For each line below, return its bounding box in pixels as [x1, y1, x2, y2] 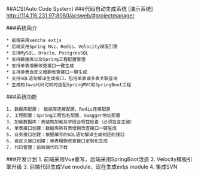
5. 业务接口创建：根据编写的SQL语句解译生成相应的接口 [6, 132, 125, 138]
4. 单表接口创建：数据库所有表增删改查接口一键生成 [6, 125, 117, 131]
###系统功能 [6, 93, 38, 100]
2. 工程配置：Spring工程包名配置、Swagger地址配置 [6, 113, 121, 119]
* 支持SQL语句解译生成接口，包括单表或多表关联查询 [6, 75, 118, 81]
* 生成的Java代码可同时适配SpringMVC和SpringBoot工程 [6, 82, 132, 88]
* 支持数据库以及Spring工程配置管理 [6, 56, 86, 62]
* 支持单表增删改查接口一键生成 [6, 63, 74, 69]
